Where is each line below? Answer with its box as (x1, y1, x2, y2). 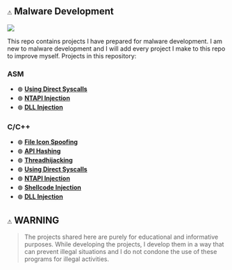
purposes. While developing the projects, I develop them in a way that (24, 240, 224, 248)
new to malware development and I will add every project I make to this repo (7, 44, 226, 53)
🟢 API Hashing (17, 147, 61, 155)
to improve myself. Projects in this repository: (7, 51, 137, 60)
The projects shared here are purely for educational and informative (24, 233, 219, 242)
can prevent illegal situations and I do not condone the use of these (24, 248, 217, 256)
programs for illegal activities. (24, 255, 110, 263)
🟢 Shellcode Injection (17, 183, 81, 192)
